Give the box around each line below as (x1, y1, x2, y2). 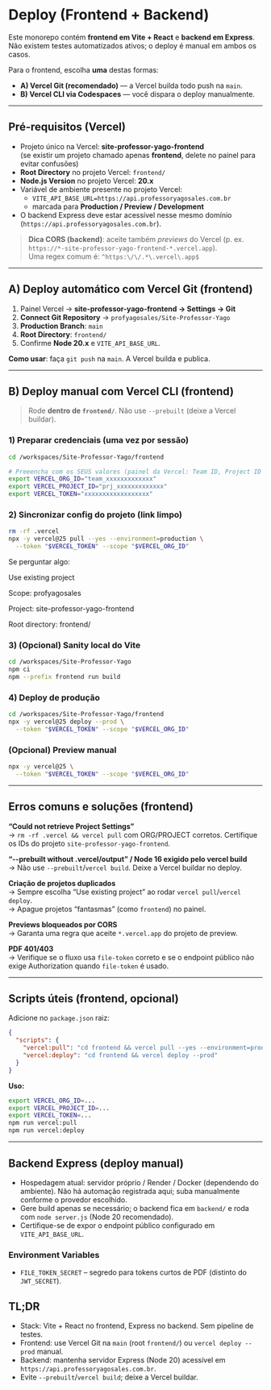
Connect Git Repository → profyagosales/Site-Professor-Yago (19, 312, 231, 322)
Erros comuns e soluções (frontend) (8, 800, 194, 814)
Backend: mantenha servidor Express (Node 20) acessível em (19, 1355, 226, 1365)
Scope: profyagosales (8, 588, 82, 597)
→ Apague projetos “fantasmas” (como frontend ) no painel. (8, 904, 206, 913)
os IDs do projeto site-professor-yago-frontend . (8, 839, 171, 848)
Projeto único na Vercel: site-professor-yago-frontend (19, 141, 204, 151)
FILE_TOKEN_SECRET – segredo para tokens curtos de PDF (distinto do (19, 1267, 248, 1277)
